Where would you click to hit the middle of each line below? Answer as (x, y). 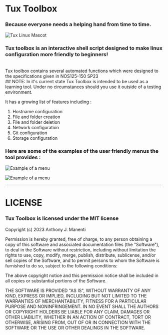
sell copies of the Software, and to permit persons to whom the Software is (82, 260)
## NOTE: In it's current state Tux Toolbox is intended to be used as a (77, 81)
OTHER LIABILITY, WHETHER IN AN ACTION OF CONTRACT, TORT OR (78, 317)
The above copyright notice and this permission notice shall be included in (82, 275)
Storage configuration (35, 138)
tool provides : (23, 157)
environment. (19, 92)
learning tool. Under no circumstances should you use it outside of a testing (83, 87)
